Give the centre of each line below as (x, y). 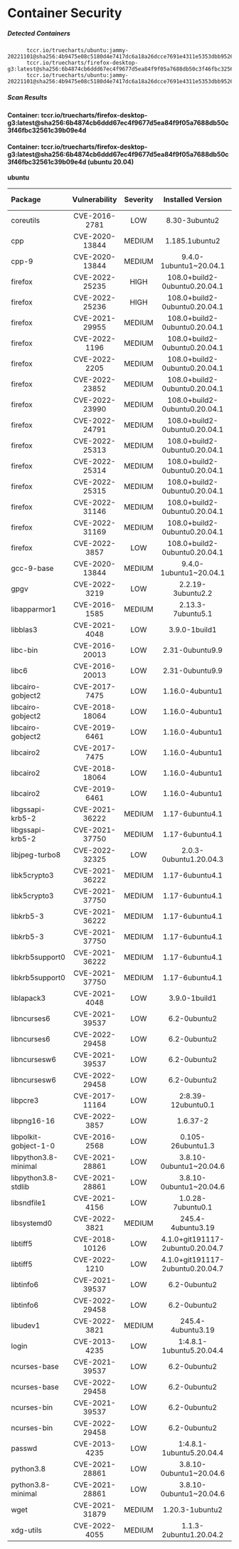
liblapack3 (28, 998)
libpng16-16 (33, 1121)
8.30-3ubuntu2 (193, 221)
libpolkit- (27, 1137)
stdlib (20, 1187)
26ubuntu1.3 (192, 1146)
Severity (139, 199)
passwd (24, 1449)
